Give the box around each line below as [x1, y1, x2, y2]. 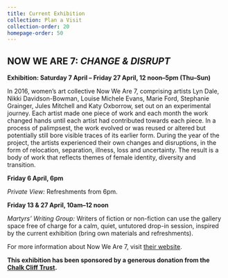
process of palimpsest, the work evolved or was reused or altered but [7, 124, 206, 132]
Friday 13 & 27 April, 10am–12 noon [7, 201, 109, 209]
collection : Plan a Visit [7, 17, 82, 24]
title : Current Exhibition [7, 10, 85, 17]
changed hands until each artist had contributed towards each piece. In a [7, 116, 216, 125]
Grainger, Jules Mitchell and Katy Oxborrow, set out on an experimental [7, 102, 211, 110]
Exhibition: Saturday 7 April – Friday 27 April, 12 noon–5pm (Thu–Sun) [7, 73, 211, 82]
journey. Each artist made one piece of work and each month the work [7, 109, 209, 118]
